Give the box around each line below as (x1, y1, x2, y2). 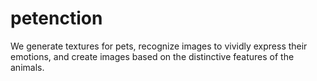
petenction (10, 7, 103, 30)
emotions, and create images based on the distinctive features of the (10, 50, 295, 62)
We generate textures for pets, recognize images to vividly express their (10, 40, 308, 52)
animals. (10, 61, 45, 73)
